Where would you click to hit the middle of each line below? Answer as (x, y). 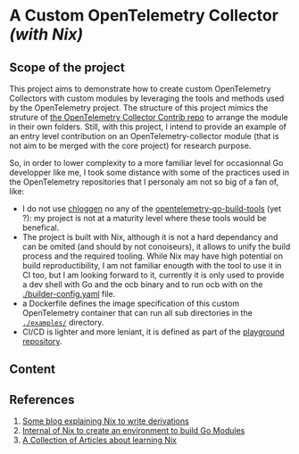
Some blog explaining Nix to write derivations (105, 421)
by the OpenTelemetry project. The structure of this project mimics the (139, 107)
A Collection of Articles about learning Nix (99, 440)
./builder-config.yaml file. (69, 294)
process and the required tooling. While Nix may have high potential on (153, 256)
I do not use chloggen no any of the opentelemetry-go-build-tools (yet (152, 209)
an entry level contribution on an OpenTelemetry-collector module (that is (144, 136)
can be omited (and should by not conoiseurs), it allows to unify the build (156, 247)
